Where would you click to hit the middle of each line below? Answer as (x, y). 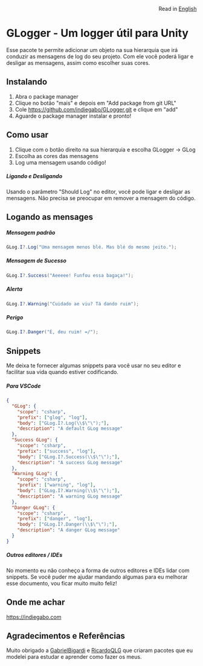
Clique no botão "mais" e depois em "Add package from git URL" (95, 103)
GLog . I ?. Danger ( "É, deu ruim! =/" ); (52, 332)
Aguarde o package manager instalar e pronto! (73, 116)
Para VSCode (24, 386)
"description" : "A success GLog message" (70, 462)
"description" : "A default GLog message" (70, 429)
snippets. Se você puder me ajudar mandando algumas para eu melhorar (97, 577)
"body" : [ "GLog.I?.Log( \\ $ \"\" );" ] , (63, 423)
